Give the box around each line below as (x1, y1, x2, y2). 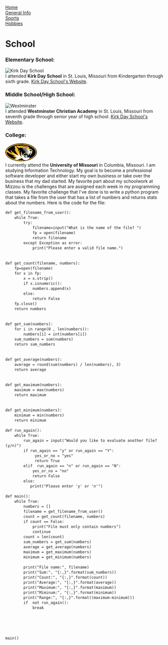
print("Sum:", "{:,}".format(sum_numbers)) (23, 570, 116, 575)
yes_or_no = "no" (32, 469, 69, 474)
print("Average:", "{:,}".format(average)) (23, 580, 116, 585)
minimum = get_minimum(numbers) (23, 555, 92, 560)
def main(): (5, 494, 30, 499)
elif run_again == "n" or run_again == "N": (23, 464, 121, 469)
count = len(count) (23, 535, 65, 540)
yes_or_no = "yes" (34, 453, 73, 459)
